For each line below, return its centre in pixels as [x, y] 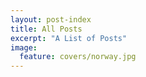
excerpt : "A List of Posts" [69, 38]
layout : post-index [51, 19]
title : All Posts [46, 29]
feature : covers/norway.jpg [78, 57]
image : [24, 47]
